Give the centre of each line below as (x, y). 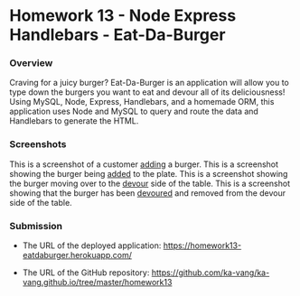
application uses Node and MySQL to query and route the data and (134, 111)
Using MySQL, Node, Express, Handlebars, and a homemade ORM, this (142, 102)
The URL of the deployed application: (92, 245)
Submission (36, 226)
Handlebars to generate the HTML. (74, 121)
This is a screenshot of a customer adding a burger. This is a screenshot (144, 164)
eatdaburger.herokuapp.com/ (77, 255)
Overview (31, 63)
